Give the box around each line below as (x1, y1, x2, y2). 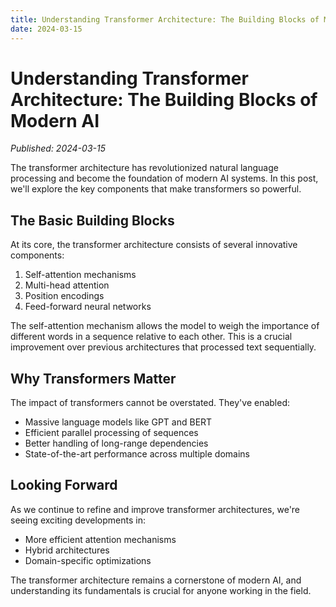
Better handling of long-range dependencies (24, 437, 209, 450)
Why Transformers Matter (10, 370, 177, 387)
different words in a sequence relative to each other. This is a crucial (10, 331, 293, 343)
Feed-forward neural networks (24, 301, 152, 313)
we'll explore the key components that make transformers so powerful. (10, 183, 302, 195)
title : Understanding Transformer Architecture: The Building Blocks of (10, 14, 320, 25)
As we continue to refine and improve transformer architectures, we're (10, 503, 301, 515)
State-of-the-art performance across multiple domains (24, 448, 250, 460)
